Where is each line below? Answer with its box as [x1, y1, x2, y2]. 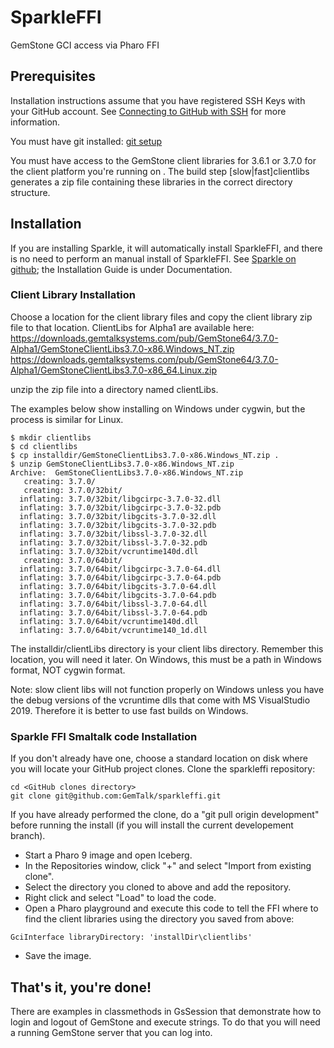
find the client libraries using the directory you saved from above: [24, 913, 295, 925]
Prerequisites [10, 68, 96, 85]
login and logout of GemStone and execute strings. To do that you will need [10, 1016, 321, 1028]
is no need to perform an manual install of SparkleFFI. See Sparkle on [10, 252, 297, 265]
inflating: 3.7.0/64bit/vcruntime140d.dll [19, 616, 199, 626]
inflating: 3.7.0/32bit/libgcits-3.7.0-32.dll [19, 511, 217, 521]
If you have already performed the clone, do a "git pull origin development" [10, 809, 320, 821]
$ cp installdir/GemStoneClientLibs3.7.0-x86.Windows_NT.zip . [10, 450, 280, 460]
